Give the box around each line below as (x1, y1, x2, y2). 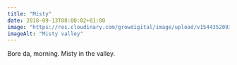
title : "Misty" (7, 10, 52, 18)
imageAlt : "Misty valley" (7, 30, 83, 37)
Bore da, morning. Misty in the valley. (7, 49, 115, 58)
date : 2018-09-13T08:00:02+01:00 (7, 17, 106, 24)
